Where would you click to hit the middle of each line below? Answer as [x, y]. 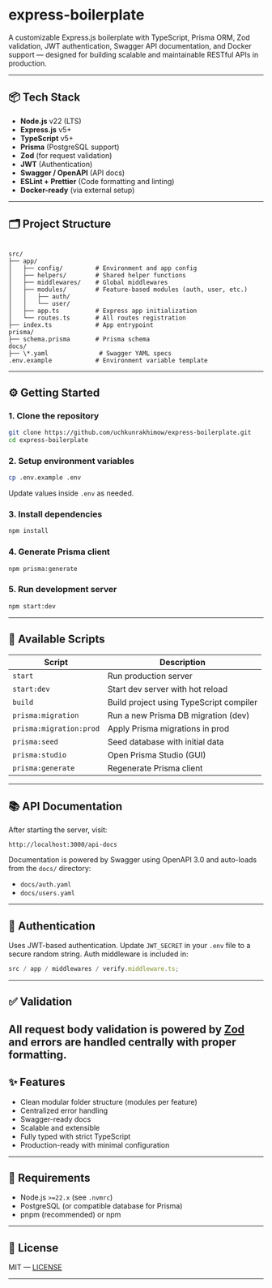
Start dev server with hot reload [168, 689]
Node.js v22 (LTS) [51, 121]
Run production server [150, 676]
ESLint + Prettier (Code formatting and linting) [97, 181]
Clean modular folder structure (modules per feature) [109, 1101]
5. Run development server [63, 590]
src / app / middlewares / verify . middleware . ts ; [94, 969]
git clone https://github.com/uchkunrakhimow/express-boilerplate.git [130, 433]
